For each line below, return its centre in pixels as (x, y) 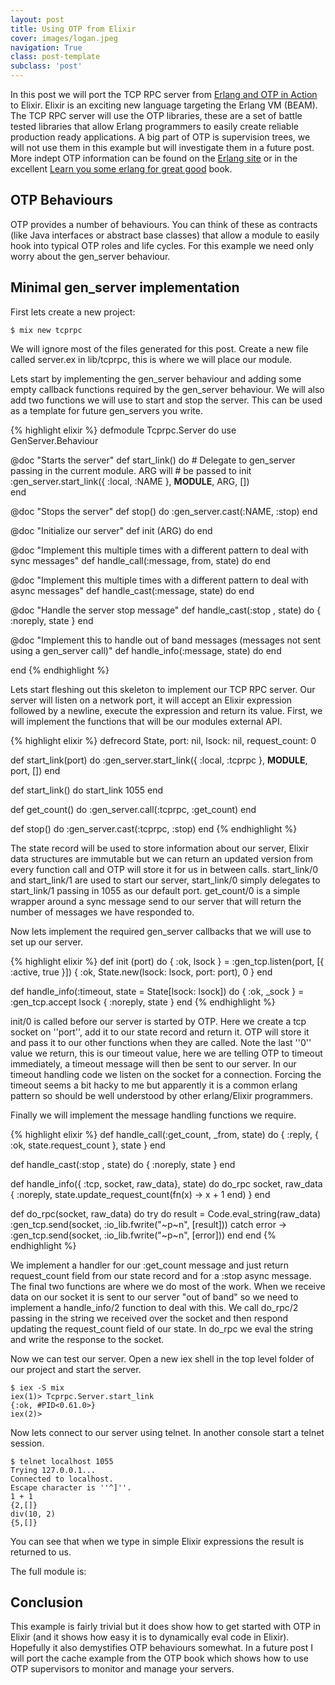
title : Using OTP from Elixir (73, 29)
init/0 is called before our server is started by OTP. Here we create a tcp (158, 1021)
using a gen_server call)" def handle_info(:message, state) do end (146, 650)
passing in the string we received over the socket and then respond (149, 1318)
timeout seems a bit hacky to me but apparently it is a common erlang (154, 1085)
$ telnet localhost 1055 (62, 1461)
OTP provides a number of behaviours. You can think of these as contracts (164, 224)
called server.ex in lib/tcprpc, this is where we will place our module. (151, 359)
